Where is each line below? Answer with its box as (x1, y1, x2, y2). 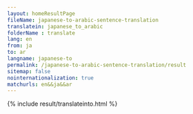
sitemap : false (7, 68, 51, 75)
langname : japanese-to (7, 55, 72, 62)
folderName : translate (7, 29, 76, 37)
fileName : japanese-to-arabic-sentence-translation (7, 17, 159, 23)
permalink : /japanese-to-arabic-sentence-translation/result (7, 61, 187, 68)
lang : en (7, 36, 32, 43)
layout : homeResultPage (7, 10, 76, 17)
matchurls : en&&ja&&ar (7, 81, 72, 88)
